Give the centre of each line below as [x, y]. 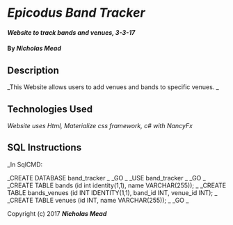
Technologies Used [50, 109]
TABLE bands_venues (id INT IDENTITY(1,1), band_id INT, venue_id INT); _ [112, 192]
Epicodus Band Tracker [76, 13]
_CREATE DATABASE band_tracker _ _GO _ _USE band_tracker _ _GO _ [107, 178]
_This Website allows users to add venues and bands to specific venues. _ [113, 87]
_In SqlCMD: [25, 164]
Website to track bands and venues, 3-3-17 [71, 32]
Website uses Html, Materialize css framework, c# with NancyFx [100, 126]
